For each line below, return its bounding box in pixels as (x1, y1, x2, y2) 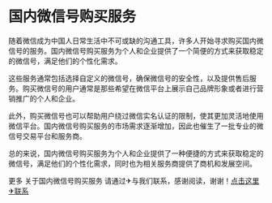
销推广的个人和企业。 (8, 93, 79, 103)
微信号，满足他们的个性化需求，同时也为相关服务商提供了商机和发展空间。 (8, 158, 257, 168)
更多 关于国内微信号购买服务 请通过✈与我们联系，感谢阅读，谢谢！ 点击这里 (8, 175, 260, 185)
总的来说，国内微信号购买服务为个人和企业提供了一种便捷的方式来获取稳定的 (8, 148, 264, 158)
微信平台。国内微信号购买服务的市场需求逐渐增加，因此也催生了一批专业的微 (8, 121, 264, 131)
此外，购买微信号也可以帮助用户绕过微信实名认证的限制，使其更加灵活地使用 (8, 110, 264, 120)
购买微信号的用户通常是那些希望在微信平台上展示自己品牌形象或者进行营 (22, 83, 264, 93)
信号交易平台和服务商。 (8, 131, 87, 140)
